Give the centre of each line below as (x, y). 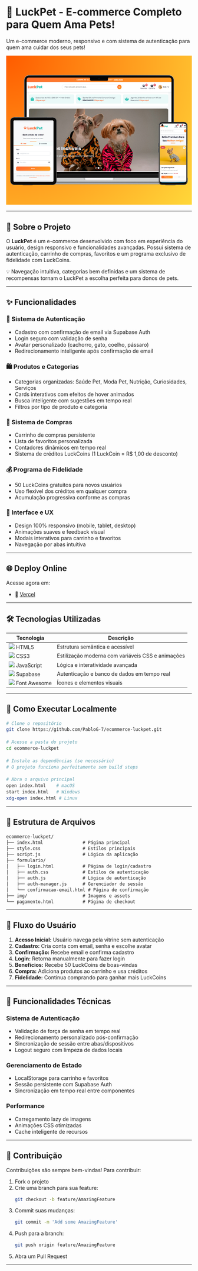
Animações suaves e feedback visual (60, 531)
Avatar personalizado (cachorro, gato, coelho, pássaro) (82, 344)
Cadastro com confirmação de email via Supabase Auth (82, 332)
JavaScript (29, 665)
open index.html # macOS (41, 786)
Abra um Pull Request (41, 1256)
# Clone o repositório (34, 723)
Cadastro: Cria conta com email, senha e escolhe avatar (83, 946)
